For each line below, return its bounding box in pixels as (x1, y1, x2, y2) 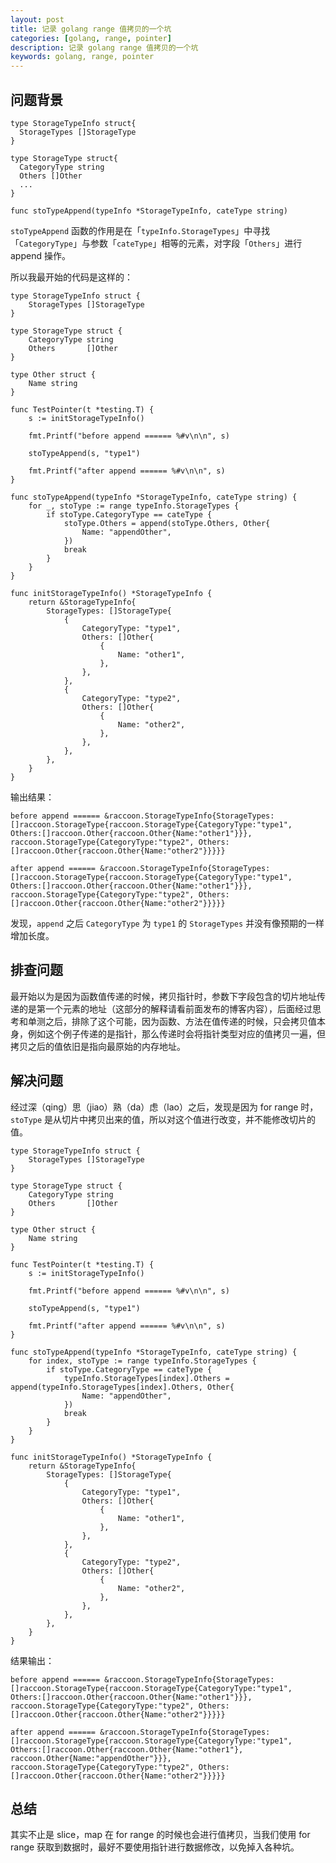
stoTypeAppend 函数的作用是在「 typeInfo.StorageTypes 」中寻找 (10, 224, 271, 236)
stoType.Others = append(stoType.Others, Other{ (63, 518, 271, 528)
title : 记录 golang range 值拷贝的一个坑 (10, 24, 172, 34)
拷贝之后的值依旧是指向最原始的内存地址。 (10, 1040, 186, 1052)
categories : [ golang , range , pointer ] (10, 33, 172, 43)
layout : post (10, 14, 65, 25)
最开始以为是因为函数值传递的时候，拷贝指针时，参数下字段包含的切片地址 (10, 990, 317, 1002)
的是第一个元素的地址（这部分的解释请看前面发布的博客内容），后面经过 (18, 1002, 313, 1015)
